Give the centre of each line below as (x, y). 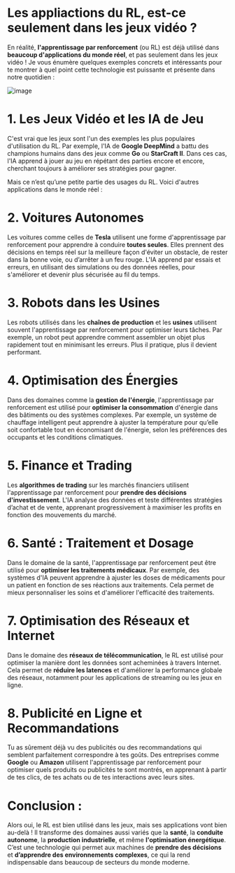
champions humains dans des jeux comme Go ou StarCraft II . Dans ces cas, (117, 153)
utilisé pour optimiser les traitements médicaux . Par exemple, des (104, 570)
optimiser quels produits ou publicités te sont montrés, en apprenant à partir (117, 770)
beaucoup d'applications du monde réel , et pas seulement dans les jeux (113, 55)
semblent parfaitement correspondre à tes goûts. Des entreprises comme (113, 755)
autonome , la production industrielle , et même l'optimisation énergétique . (116, 840)
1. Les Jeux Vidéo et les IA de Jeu (106, 119)
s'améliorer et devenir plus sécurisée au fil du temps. (84, 274)
